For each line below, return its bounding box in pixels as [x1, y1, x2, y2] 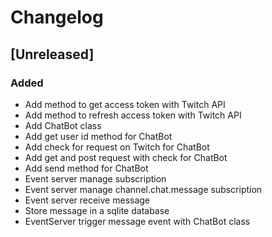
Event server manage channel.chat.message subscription [24, 183, 263, 195]
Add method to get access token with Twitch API [24, 98, 226, 110]
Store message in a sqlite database [24, 204, 170, 216]
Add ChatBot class [24, 119, 102, 131]
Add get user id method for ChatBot [24, 130, 173, 142]
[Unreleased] [10, 46, 95, 63]
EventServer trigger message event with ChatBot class [24, 215, 251, 227]
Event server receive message [24, 194, 151, 206]
